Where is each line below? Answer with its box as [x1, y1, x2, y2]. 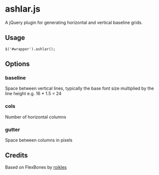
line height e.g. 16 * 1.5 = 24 [5, 91, 62, 97]
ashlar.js [5, 3, 40, 15]
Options [5, 60, 30, 68]
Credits [5, 151, 28, 159]
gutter [5, 126, 20, 133]
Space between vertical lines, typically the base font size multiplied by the [5, 85, 154, 91]
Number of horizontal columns [5, 114, 67, 120]
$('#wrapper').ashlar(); [5, 46, 56, 52]
